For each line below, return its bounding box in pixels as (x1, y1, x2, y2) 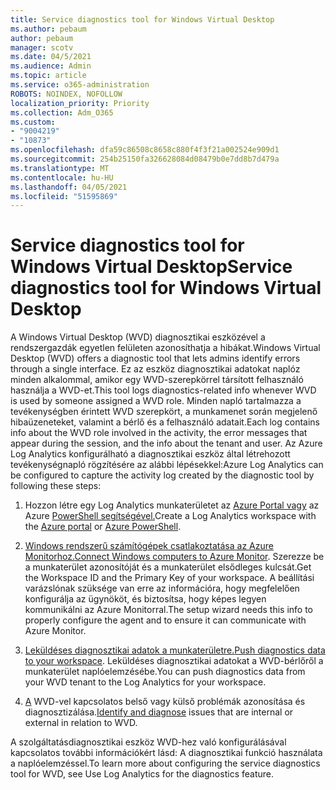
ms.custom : (10, 117, 56, 127)
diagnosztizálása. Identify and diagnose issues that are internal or (24, 706, 294, 718)
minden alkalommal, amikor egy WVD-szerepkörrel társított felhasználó (10, 374, 304, 386)
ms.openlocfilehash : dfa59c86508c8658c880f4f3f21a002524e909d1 (10, 145, 280, 155)
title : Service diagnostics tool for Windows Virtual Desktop (10, 14, 275, 25)
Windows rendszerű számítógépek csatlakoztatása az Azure (24, 540, 274, 552)
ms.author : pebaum (10, 24, 87, 34)
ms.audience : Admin (10, 61, 92, 71)
